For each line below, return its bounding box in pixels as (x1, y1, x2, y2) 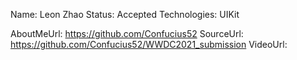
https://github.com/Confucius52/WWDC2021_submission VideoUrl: (10, 39, 288, 50)
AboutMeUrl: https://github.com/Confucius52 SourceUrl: (10, 28, 244, 39)
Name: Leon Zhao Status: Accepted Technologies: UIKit (10, 9, 240, 20)
